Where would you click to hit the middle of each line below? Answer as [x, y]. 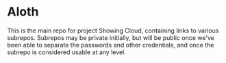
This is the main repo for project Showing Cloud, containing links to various [113, 30]
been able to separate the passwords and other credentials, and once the [111, 45]
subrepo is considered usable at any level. [67, 52]
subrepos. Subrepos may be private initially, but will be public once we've [111, 37]
